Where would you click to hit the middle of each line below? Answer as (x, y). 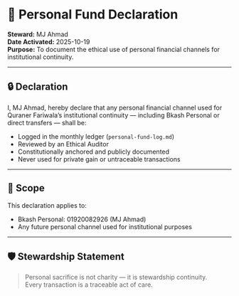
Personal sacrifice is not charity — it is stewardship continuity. (116, 277)
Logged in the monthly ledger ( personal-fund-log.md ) (96, 136)
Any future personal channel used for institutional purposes (105, 226)
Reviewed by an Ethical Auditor (63, 144)
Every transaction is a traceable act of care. (89, 285)
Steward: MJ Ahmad (38, 34)
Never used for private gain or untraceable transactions (99, 159)
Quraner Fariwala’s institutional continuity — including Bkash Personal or (114, 115)
